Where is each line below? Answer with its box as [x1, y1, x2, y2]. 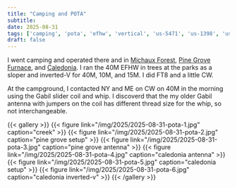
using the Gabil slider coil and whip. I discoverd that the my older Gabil [7, 92, 212, 101]
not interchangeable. [7, 107, 68, 115]
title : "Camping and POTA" [7, 10, 87, 18]
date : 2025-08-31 [7, 23, 59, 30]
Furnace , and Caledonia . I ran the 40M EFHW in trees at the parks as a [7, 63, 213, 72]
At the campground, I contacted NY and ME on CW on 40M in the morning [7, 84, 224, 93]
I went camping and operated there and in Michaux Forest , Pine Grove [7, 56, 211, 64]
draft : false [7, 37, 46, 44]
